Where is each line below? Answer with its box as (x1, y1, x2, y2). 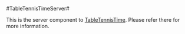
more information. (6, 23, 49, 29)
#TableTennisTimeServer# (6, 5, 70, 12)
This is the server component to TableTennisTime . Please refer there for (6, 16, 180, 23)
